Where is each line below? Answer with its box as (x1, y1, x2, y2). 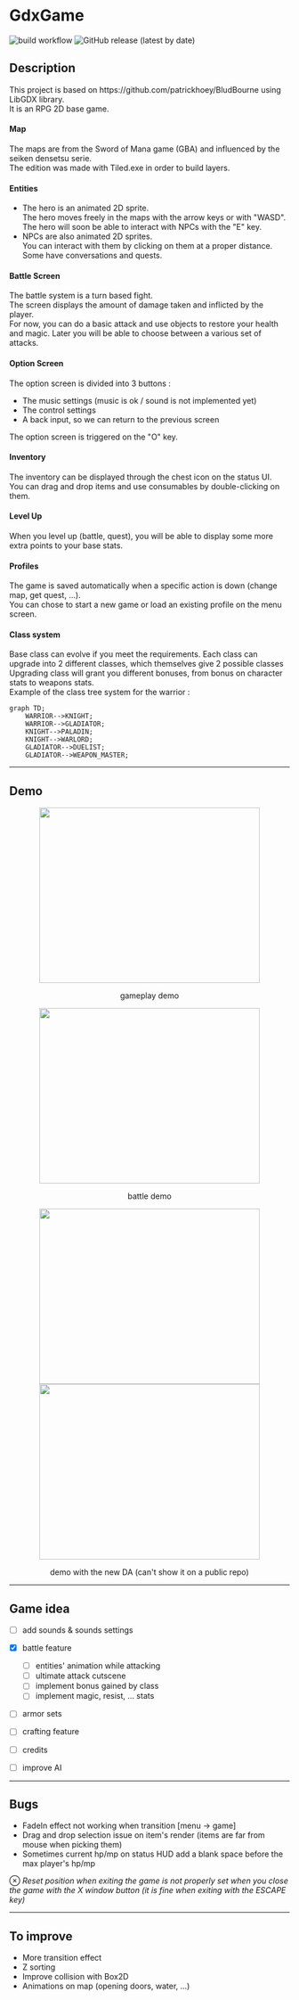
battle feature (21, 1643, 72, 1653)
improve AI (21, 1762, 62, 1773)
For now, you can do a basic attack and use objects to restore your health (9, 318, 279, 330)
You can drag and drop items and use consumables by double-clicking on (9, 480, 280, 491)
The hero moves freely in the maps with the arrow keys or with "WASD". (21, 212, 287, 223)
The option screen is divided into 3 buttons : (9, 378, 172, 389)
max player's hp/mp (21, 1858, 96, 1869)
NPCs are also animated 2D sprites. (21, 231, 153, 242)
